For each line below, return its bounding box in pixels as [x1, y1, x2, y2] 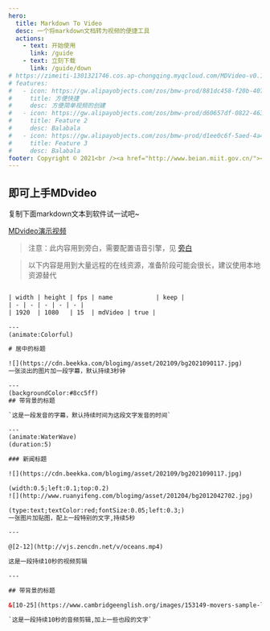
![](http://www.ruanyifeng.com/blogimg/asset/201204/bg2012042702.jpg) [8, 492, 253, 500]
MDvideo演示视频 [8, 226, 67, 236]
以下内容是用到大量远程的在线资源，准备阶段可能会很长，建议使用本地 [27, 260, 261, 270]
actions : [15, 34, 45, 43]
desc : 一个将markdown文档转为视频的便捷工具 [15, 27, 150, 35]
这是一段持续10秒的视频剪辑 [8, 558, 88, 566]
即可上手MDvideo [8, 186, 97, 200]
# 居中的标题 [8, 345, 46, 353]
